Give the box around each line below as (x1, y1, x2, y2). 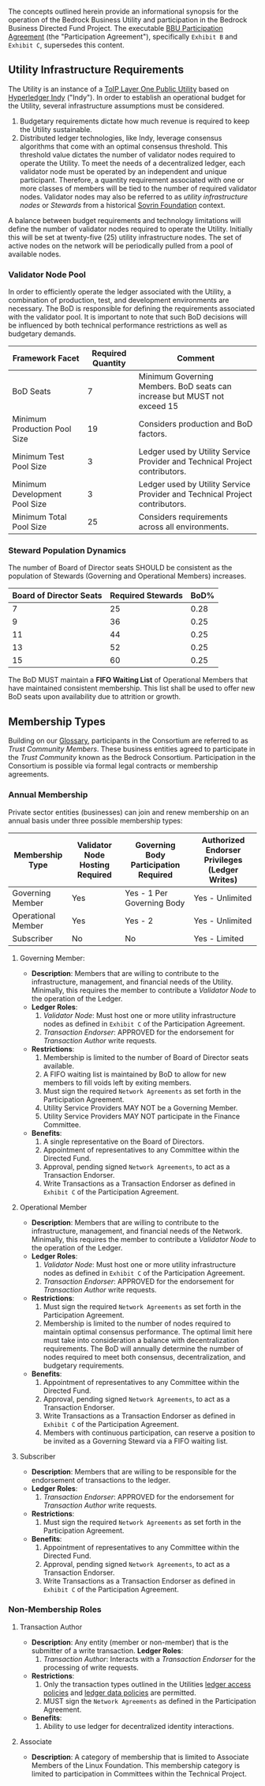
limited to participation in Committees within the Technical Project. (31, 1769, 247, 1778)
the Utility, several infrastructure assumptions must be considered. (8, 100, 225, 110)
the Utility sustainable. (19, 124, 92, 134)
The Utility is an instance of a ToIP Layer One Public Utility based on (8, 84, 230, 93)
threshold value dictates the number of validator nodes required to (19, 149, 236, 159)
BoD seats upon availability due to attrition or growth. (8, 692, 181, 702)
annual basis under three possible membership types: (8, 815, 183, 825)
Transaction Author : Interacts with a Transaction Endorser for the (43, 1654, 256, 1663)
